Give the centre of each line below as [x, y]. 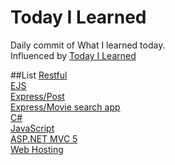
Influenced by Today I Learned [73, 55]
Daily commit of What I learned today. [88, 45]
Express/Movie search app [65, 107]
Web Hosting [37, 149]
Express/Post [37, 96]
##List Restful [39, 75]
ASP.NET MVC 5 [44, 138]
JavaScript [32, 128]
